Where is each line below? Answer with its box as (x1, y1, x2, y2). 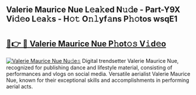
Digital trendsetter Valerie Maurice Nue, (82, 58, 179, 64)
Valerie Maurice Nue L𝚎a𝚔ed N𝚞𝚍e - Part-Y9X (6, 5, 181, 15)
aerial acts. (6, 83, 33, 90)
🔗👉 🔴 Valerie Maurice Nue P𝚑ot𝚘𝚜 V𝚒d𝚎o (6, 39, 166, 49)
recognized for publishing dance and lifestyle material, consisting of (6, 64, 173, 71)
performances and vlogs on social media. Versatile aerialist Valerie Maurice (6, 71, 191, 77)
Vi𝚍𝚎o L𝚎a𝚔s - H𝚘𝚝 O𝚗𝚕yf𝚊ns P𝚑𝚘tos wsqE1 (6, 14, 178, 24)
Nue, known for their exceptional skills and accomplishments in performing (6, 77, 189, 84)
